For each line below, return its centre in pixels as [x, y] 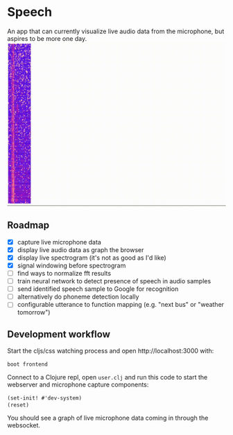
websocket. [24, 425]
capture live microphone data [59, 242]
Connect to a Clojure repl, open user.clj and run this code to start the [107, 378]
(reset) [18, 405]
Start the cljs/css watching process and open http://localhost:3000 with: [111, 351]
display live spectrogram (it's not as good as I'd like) [92, 258]
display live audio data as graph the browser [80, 249]
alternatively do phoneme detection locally [78, 297]
